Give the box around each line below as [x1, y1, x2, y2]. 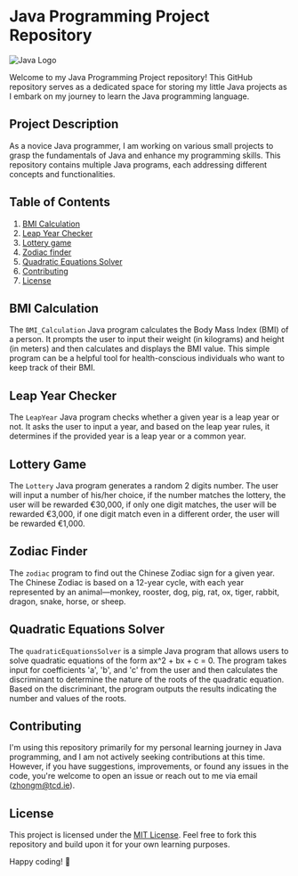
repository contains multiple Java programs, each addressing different [9, 159, 268, 170]
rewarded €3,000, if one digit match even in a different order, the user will [9, 509, 280, 519]
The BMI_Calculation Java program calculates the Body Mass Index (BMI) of [9, 324, 289, 335]
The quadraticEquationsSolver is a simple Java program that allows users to [9, 645, 289, 656]
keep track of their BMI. [9, 363, 96, 373]
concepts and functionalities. [9, 168, 116, 179]
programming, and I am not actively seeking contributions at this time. [9, 751, 265, 763]
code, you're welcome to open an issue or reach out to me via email [9, 771, 258, 782]
